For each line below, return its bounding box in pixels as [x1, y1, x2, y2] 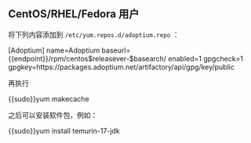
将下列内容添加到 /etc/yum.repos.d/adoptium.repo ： [8, 30, 180, 39]
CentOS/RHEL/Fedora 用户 [8, 7, 140, 21]
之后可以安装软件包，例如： [8, 110, 98, 119]
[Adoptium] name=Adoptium [8, 46, 100, 55]
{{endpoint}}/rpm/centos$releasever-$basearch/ [8, 53, 167, 63]
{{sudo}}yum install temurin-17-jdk [8, 126, 120, 135]
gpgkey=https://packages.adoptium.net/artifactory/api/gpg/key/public [8, 62, 235, 71]
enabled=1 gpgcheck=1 [168, 53, 244, 63]
